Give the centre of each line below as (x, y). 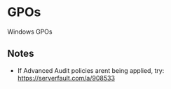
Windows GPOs (30, 32)
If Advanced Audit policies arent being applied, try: (91, 70)
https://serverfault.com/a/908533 (66, 78)
